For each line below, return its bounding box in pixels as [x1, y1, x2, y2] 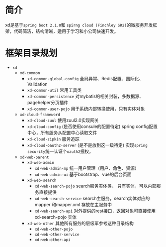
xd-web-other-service [34, 232, 80, 237]
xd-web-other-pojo [34, 227, 73, 232]
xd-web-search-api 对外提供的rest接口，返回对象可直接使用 [34, 208, 156, 214]
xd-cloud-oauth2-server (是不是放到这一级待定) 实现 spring [27, 142, 148, 148]
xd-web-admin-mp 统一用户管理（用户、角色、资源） [34, 165, 139, 171]
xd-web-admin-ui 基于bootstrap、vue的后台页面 [34, 171, 132, 177]
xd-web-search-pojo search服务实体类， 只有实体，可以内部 [34, 183, 157, 189]
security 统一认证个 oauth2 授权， [27, 148, 93, 154]
